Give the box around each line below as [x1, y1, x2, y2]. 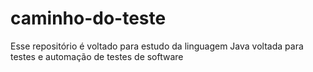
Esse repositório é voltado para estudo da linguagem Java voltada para [10, 40, 304, 52]
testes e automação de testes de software [10, 50, 184, 62]
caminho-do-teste [10, 7, 167, 30]
